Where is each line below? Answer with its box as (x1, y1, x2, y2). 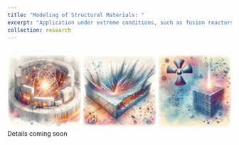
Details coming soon (7, 129, 68, 138)
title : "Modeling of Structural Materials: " (7, 11, 144, 18)
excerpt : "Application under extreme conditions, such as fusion (7, 18, 205, 26)
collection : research (7, 26, 72, 33)
